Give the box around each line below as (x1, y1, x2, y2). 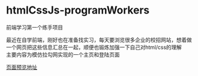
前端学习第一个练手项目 (6, 24, 63, 31)
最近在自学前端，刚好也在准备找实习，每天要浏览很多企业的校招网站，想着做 (6, 36, 192, 43)
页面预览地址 (6, 63, 37, 71)
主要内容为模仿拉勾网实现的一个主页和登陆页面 (6, 51, 120, 58)
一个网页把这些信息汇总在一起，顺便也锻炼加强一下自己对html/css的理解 (6, 44, 182, 51)
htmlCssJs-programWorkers (6, 4, 150, 17)
